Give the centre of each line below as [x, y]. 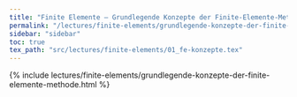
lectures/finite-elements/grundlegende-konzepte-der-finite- [160, 75]
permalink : [29, 26]
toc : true [27, 42]
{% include [29, 75]
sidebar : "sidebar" [45, 34]
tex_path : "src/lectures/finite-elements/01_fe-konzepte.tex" [126, 50]
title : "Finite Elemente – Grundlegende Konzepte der [110, 17]
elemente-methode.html [53, 85]
